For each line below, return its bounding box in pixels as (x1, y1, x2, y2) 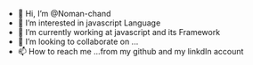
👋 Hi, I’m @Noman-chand (17, 9, 111, 18)
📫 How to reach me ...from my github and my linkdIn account (17, 47, 244, 56)
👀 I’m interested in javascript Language (17, 18, 161, 28)
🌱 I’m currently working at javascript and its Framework (17, 27, 221, 37)
